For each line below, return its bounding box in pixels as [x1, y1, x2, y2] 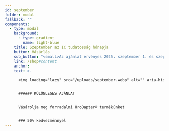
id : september [5, 7, 35, 13]
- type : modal [9, 26, 39, 31]
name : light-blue [23, 40, 59, 45]
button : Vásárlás [14, 49, 50, 54]
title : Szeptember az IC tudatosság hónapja [14, 45, 109, 50]
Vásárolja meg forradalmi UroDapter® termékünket [18, 104, 125, 110]
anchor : [14, 63, 30, 69]
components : [5, 21, 30, 27]
